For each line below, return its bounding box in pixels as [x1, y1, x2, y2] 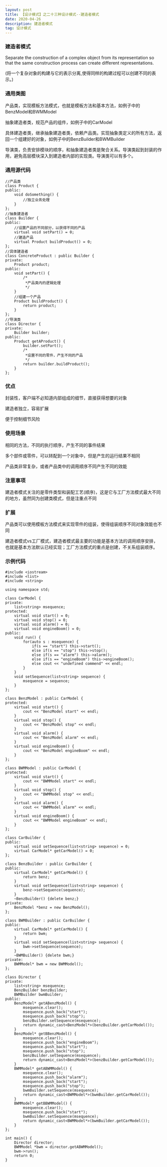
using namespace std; [5, 587, 50, 592]
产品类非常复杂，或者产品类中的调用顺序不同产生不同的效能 [5, 463, 127, 469]
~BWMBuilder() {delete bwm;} [14, 953, 75, 958]
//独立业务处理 [23, 198, 50, 203]
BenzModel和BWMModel [5, 108, 57, 114]
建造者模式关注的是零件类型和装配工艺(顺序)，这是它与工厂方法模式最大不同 [5, 489, 161, 495]
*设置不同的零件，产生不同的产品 [25, 353, 83, 358]
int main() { [5, 1136, 32, 1141]
